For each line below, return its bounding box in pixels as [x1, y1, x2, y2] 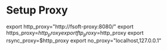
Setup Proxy [6, 4, 68, 17]
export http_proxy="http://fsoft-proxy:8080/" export [6, 23, 134, 30]
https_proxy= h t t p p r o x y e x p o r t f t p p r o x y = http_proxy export [6, 29, 144, 38]
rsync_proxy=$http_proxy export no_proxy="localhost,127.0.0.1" [6, 36, 162, 44]
